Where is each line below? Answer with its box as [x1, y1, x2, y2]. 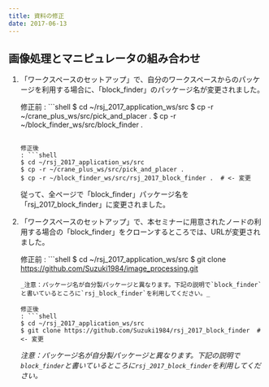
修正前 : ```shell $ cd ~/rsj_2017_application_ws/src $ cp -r [20, 102, 214, 112]
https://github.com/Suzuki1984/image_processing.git [20, 263, 199, 273]
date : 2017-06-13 [8, 20, 67, 28]
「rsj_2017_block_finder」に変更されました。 [20, 200, 171, 210]
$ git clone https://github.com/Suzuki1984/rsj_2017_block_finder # [20, 327, 262, 335]
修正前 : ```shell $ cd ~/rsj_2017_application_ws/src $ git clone [20, 254, 226, 264]
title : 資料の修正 [8, 11, 65, 20]
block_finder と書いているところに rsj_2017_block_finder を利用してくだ [20, 361, 262, 371]
